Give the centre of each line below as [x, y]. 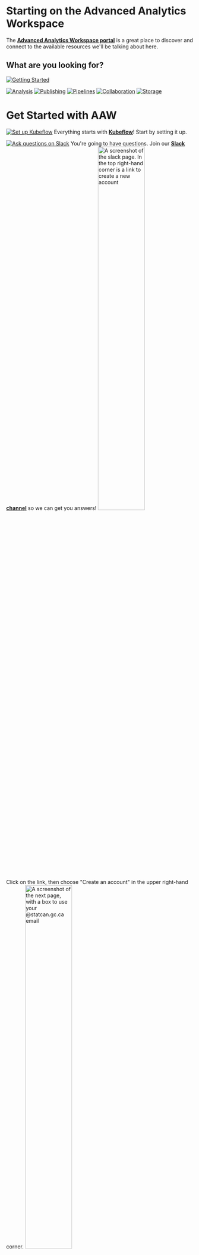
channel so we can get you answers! [51, 508]
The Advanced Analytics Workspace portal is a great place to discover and [99, 40]
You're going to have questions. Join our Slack [128, 143]
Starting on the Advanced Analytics [96, 11]
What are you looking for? [55, 65]
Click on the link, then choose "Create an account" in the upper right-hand [97, 882]
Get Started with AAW [61, 115]
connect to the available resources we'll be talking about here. [82, 47]
